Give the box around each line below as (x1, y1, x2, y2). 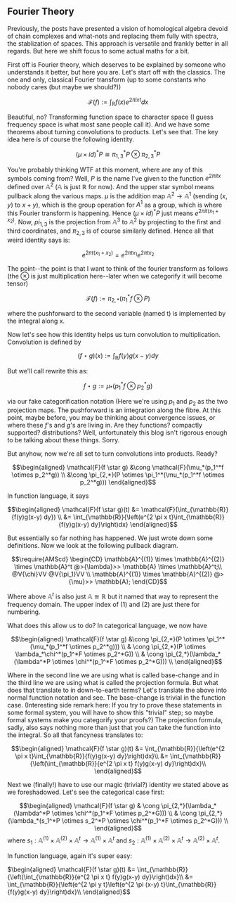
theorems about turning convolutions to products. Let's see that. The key (7, 128, 218, 136)
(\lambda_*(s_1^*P (8, 816, 60, 825)
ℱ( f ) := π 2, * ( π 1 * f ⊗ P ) (85, 293, 151, 305)
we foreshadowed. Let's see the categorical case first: (7, 788, 165, 797)
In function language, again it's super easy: (7, 851, 132, 860)
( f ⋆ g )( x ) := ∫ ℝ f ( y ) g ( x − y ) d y (77, 352, 159, 361)
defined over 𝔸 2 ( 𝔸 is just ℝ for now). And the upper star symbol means (7, 181, 214, 191)
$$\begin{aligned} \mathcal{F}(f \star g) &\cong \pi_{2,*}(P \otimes (11, 635, 206, 643)
